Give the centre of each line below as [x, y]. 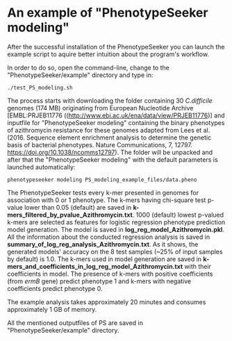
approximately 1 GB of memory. [52, 309]
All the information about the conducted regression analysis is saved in [109, 237]
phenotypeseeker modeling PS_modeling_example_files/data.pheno [102, 180]
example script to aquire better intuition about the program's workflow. [108, 54]
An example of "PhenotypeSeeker [108, 13]
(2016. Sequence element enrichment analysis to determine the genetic [109, 138]
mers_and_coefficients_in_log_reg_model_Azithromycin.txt [95, 266]
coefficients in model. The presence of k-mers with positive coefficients [110, 274]
